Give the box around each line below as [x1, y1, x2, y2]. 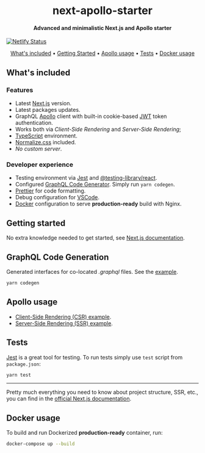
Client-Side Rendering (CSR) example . [15, 313, 112, 320]
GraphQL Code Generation [6, 252, 109, 262]
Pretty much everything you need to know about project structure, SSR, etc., [6, 389, 198, 396]
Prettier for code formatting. [15, 187, 86, 194]
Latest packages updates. [15, 106, 81, 114]
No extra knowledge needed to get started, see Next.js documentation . [6, 234, 185, 241]
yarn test [6, 372, 32, 378]
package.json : [6, 360, 41, 367]
